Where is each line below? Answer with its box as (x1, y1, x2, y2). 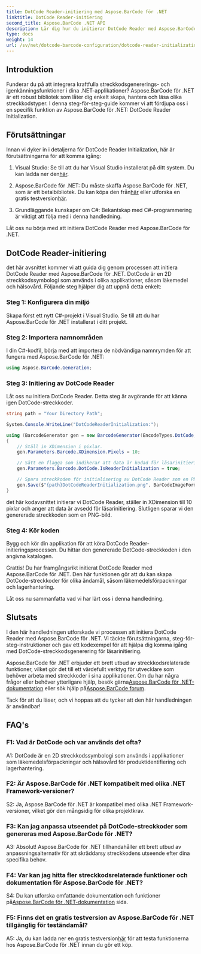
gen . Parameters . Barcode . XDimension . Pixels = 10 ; (17, 449, 141, 455)
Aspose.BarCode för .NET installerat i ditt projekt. (6, 318, 127, 325)
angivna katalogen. (6, 553, 53, 559)
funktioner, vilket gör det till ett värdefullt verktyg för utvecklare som (6, 665, 175, 673)
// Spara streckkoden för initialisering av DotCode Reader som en (17, 476, 188, 482)
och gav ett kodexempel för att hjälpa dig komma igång (51, 641, 187, 648)
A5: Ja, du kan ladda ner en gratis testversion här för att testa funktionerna (6, 935, 189, 942)
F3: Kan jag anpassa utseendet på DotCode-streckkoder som (6, 822, 188, 830)
